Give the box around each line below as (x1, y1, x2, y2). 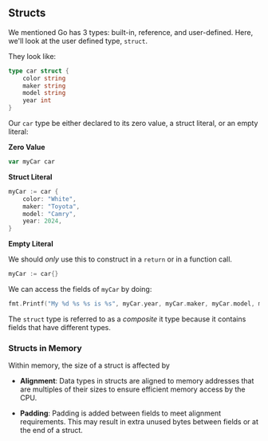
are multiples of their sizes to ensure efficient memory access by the (19, 384, 246, 394)
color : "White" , (22, 195, 77, 203)
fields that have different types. (8, 322, 112, 332)
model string (22, 89, 66, 97)
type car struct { (8, 67, 69, 75)
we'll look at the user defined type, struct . (8, 36, 148, 45)
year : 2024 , (22, 217, 62, 226)
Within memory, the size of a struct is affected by (8, 360, 170, 370)
